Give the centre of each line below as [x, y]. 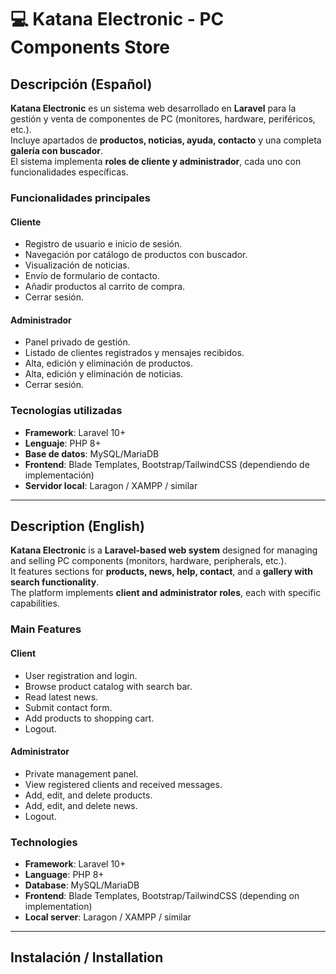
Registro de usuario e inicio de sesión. [103, 244]
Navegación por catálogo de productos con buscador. [136, 255]
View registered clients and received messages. [123, 784]
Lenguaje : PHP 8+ [63, 443]
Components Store [90, 47]
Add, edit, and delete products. [88, 795]
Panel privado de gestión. [77, 342]
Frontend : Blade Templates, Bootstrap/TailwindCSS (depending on [162, 896]
